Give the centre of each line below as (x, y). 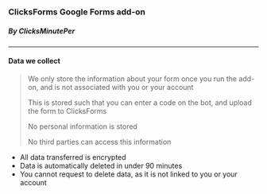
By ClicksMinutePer (42, 31)
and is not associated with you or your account (117, 87)
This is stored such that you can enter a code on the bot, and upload (140, 103)
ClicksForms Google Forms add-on (77, 12)
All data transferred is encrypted (73, 157)
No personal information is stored (82, 126)
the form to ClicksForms (67, 111)
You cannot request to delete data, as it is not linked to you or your (129, 174)
